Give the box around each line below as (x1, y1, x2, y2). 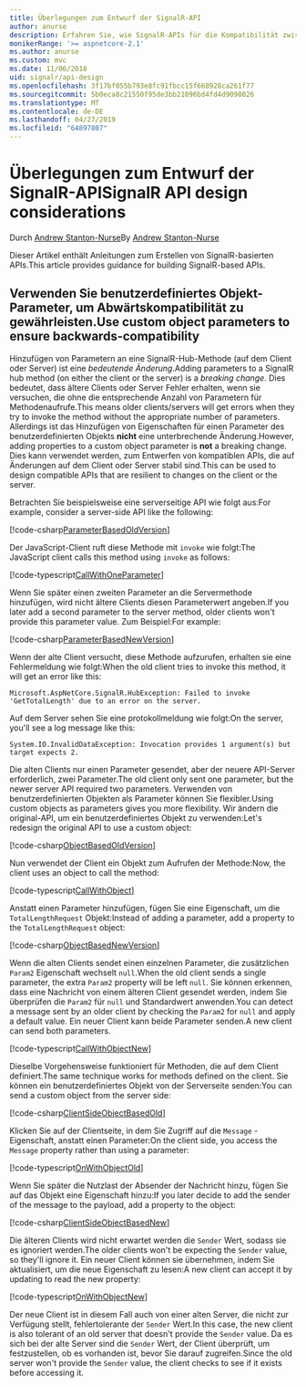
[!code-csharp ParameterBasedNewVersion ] (9, 634, 175, 645)
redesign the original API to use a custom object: (9, 822, 192, 833)
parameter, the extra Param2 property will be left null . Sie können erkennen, (9, 976, 293, 987)
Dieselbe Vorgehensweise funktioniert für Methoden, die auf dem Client (9, 1060, 280, 1071)
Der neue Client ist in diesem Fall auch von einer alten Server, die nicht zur (9, 1308, 290, 1319)
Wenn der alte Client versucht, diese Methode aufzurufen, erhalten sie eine (9, 651, 291, 662)
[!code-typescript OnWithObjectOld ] (9, 1161, 144, 1173)
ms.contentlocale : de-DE (9, 107, 104, 116)
